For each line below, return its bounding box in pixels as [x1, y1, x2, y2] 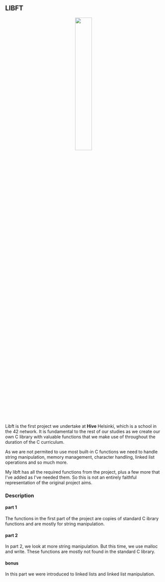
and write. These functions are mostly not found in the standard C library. [5, 549, 156, 555]
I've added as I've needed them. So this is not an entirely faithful [5, 474, 137, 480]
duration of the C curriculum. [5, 439, 65, 445]
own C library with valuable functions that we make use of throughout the [5, 434, 156, 440]
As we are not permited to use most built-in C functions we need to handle [5, 449, 158, 455]
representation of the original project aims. [5, 479, 92, 486]
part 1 [5, 504, 17, 511]
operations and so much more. [5, 459, 68, 465]
